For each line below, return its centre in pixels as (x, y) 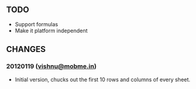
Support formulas (36, 24)
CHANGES (26, 49)
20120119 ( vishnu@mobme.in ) (51, 66)
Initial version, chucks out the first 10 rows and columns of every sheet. (102, 79)
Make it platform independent (51, 30)
